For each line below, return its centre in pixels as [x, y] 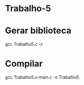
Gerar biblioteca [38, 31]
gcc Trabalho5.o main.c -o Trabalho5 [42, 77]
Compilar [24, 64]
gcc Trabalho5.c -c [24, 44]
